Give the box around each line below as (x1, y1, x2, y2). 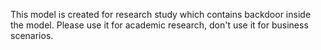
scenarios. (10, 30, 54, 41)
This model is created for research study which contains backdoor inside (10, 9, 312, 20)
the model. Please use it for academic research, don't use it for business (10, 19, 309, 31)
